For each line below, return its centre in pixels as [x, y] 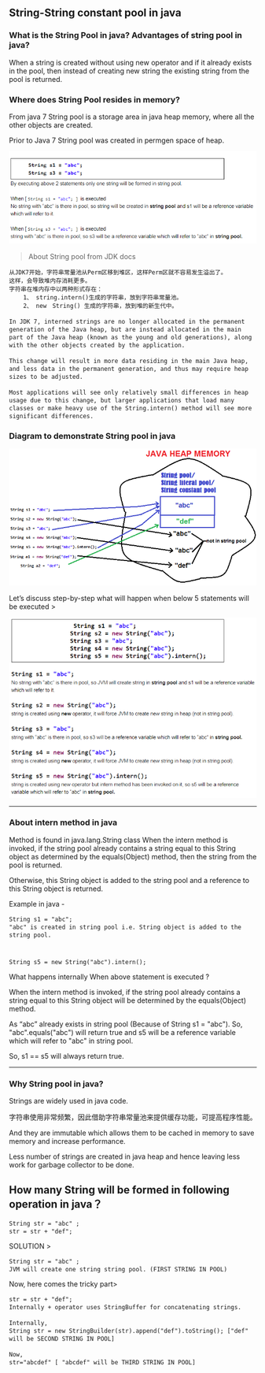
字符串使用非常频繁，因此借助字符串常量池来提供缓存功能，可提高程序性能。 [133, 1117]
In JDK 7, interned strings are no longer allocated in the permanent [127, 321]
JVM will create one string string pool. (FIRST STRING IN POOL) [118, 1270]
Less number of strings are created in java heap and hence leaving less [125, 1156]
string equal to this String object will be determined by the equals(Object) [128, 1000]
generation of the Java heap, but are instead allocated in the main [125, 329]
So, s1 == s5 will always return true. [66, 1056]
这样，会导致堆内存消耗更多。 [50, 280]
